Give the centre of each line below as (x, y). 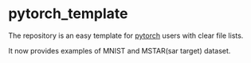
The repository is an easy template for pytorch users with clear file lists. (126, 35)
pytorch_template (68, 14)
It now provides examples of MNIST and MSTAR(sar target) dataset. (120, 50)
